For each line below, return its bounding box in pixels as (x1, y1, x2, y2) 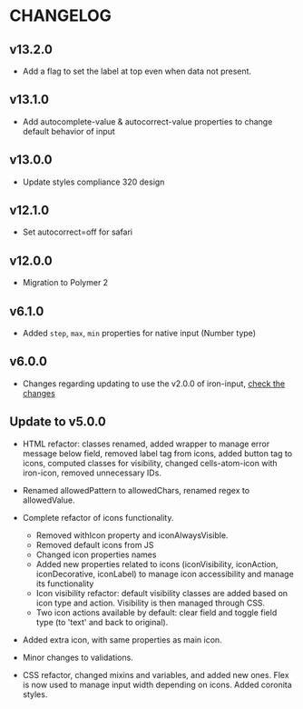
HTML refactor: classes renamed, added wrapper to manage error (22, 438, 270, 449)
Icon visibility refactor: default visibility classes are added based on (35, 587, 288, 598)
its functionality (35, 578, 94, 589)
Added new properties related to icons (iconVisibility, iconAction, (35, 558, 279, 569)
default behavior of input (22, 125, 115, 136)
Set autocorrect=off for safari (22, 226, 133, 237)
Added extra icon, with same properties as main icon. (22, 634, 222, 645)
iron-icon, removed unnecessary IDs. (22, 467, 161, 478)
